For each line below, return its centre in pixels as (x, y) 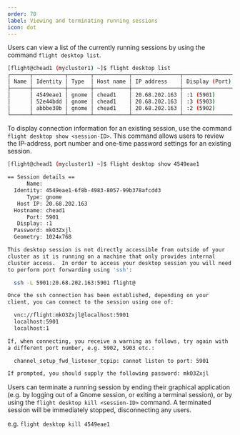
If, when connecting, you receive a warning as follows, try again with (118, 341)
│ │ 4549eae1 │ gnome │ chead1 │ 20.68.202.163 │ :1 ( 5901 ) (111, 95)
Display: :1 (35, 224)
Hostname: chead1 (40, 210)
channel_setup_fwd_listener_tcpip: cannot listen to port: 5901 (111, 361)
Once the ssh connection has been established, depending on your (108, 296)
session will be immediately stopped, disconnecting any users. (99, 410)
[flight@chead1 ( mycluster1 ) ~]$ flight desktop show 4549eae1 (104, 164)
